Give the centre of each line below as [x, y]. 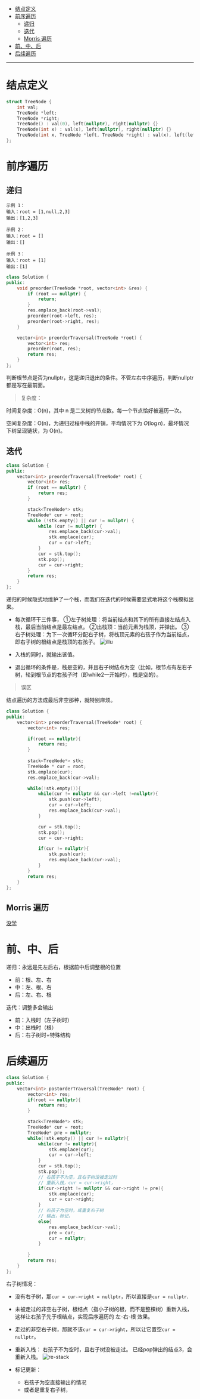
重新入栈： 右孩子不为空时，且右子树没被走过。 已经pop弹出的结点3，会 [103, 1349]
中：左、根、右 [33, 987]
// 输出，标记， [55, 1216]
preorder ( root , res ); [54, 349]
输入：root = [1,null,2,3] [38, 212]
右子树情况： [22, 1284]
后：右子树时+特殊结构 [43, 1035]
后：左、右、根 [33, 995]
